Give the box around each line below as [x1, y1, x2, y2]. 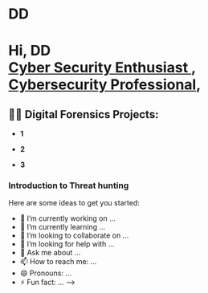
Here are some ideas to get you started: [8, 198, 141, 208]
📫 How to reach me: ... [19, 257, 97, 267]
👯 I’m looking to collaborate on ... [19, 230, 129, 241]
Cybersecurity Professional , [8, 75, 202, 94]
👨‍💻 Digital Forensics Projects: [8, 108, 159, 121]
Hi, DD [8, 42, 51, 60]
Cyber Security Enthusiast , [8, 59, 196, 77]
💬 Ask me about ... [19, 248, 81, 258]
